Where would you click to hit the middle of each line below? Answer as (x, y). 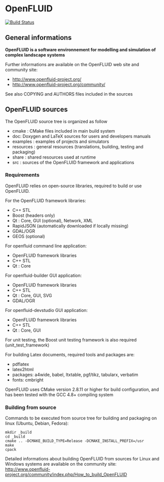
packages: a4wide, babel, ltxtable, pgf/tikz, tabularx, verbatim (75, 375)
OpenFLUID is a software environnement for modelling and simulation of (81, 49)
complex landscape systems (35, 55)
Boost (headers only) (33, 215)
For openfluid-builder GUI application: (44, 275)
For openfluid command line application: (46, 246)
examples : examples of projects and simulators (61, 141)
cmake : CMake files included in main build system (64, 131)
